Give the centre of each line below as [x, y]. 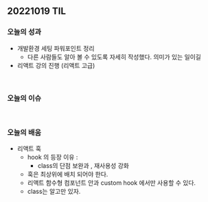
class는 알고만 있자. [54, 192]
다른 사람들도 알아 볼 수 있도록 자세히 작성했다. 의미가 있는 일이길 [114, 57]
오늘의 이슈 [24, 98]
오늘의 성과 [24, 32]
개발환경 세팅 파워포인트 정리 [56, 48]
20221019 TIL [37, 11]
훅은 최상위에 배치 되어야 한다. [68, 175]
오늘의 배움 [24, 132]
